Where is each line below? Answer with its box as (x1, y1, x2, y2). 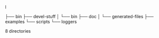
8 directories (5, 28, 31, 34)
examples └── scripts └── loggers (5, 19, 77, 24)
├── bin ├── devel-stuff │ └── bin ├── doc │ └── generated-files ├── (5, 14, 154, 19)
